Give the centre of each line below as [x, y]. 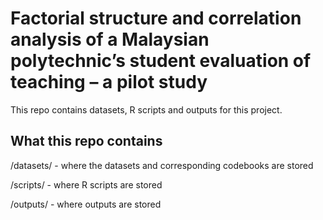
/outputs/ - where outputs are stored [86, 204]
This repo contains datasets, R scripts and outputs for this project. [146, 109]
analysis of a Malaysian [110, 39]
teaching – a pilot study [109, 82]
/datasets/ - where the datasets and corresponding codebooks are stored [162, 165]
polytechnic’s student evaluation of [161, 61]
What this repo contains [86, 141]
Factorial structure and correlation [156, 18]
